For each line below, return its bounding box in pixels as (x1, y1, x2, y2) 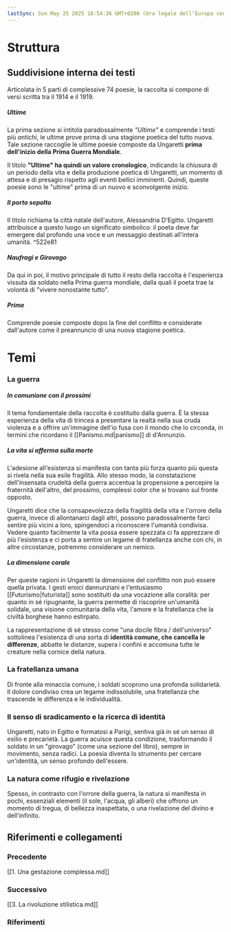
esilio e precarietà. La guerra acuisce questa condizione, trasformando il (7, 735, 212, 743)
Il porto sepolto (7, 199, 52, 207)
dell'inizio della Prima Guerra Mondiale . (7, 147, 122, 155)
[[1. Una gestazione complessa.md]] (7, 867, 110, 876)
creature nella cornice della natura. (7, 647, 107, 656)
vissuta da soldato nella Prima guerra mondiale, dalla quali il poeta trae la (7, 278, 214, 286)
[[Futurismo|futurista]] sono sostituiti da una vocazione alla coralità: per (7, 590, 210, 599)
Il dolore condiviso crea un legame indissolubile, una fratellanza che (7, 687, 199, 696)
